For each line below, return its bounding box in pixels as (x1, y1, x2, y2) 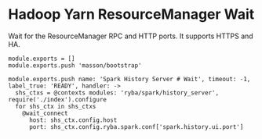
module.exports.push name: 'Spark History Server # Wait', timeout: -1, (8, 75, 251, 83)
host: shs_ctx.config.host (28, 116, 118, 124)
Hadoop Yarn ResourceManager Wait (8, 5, 255, 23)
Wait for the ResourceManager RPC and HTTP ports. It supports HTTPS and (8, 31, 253, 41)
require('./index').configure (8, 95, 107, 103)
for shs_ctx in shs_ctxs (15, 102, 96, 110)
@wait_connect (22, 109, 68, 117)
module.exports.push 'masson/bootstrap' (8, 61, 143, 69)
